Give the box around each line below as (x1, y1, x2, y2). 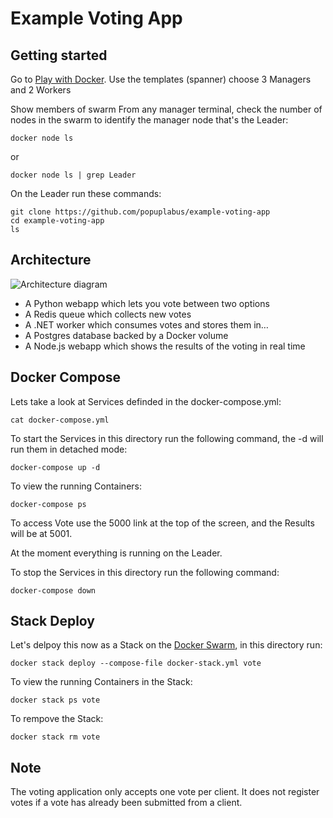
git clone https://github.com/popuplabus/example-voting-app (10, 207, 271, 217)
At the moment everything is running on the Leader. (10, 547, 223, 559)
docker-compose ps (10, 499, 87, 509)
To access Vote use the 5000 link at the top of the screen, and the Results (10, 517, 315, 529)
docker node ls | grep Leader (10, 170, 137, 180)
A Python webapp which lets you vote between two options (24, 297, 270, 309)
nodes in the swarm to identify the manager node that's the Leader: (10, 114, 289, 126)
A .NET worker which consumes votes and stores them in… (24, 318, 269, 331)
